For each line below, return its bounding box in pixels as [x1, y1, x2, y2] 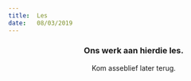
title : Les [8, 11, 48, 20]
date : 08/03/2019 [8, 19, 73, 27]
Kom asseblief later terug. [91, 63, 177, 72]
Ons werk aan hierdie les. [83, 45, 185, 56]
